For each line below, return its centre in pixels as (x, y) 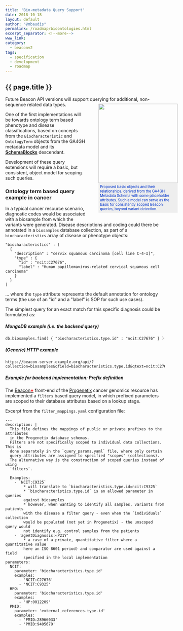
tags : (11, 52)
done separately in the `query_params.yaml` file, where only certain (86, 452)
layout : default (22, 19)
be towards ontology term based (39, 120)
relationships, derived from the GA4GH (133, 191)
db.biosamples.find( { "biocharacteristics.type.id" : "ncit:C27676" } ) (85, 339)
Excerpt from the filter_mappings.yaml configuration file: (65, 411)
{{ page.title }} (29, 87)
